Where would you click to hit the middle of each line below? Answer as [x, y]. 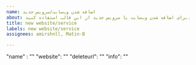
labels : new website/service [43, 29]
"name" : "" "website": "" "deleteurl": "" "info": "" [67, 57]
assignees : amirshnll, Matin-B [46, 34]
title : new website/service [42, 23]
